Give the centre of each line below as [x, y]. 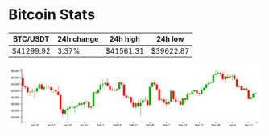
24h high [125, 39]
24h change [78, 39]
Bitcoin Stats [52, 15]
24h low [170, 39]
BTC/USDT [31, 39]
